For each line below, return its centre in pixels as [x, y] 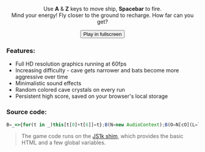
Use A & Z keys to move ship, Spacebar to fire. [103, 9]
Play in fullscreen [103, 34]
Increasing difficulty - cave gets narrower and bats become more [97, 71]
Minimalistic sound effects [48, 83]
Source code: [27, 112]
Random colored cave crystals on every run [70, 90]
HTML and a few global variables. [63, 143]
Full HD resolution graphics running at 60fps [71, 64]
